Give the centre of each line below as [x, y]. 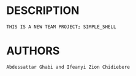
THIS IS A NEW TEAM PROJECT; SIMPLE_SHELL [61, 27]
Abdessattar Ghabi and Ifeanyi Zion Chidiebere [68, 67]
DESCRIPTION [43, 11]
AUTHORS [33, 51]
